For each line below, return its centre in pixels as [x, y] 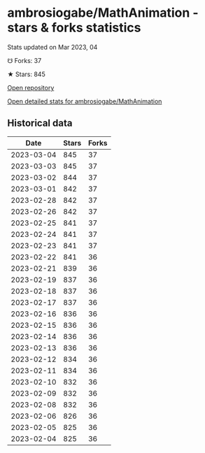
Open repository [31, 87]
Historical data [40, 123]
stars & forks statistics [74, 28]
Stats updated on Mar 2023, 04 [52, 47]
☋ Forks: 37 [24, 60]
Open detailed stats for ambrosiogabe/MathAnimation [85, 101]
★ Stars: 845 [26, 74]
